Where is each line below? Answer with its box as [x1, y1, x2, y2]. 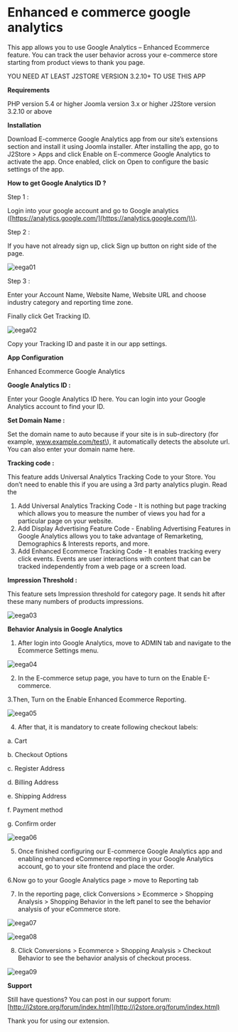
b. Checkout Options [7, 750, 68, 759]
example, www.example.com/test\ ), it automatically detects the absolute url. [7, 437, 230, 446]
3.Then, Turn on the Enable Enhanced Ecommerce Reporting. [7, 695, 187, 704]
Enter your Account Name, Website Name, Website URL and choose [7, 290, 207, 299]
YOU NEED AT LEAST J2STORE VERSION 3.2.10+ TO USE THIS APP [7, 72, 206, 80]
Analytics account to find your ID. [7, 402, 105, 410]
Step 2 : [7, 227, 31, 236]
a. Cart [7, 736, 27, 745]
